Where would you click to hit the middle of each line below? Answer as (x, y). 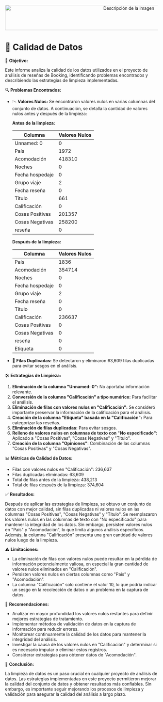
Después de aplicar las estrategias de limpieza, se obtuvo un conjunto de (78, 504)
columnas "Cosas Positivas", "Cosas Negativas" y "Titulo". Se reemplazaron (81, 514)
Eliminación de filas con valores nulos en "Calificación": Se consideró (83, 407)
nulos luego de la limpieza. (32, 540)
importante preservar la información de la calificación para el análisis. (81, 412)
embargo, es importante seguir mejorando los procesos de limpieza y (74, 689)
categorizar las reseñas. (36, 423)
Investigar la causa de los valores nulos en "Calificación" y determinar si (84, 644)
